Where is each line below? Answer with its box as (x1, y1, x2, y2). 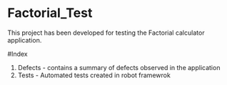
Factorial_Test (7, 5, 93, 21)
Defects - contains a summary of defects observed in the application (17, 63, 221, 72)
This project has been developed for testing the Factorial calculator (7, 28, 205, 37)
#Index (7, 50, 28, 58)
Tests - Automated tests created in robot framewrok (17, 71, 171, 79)
